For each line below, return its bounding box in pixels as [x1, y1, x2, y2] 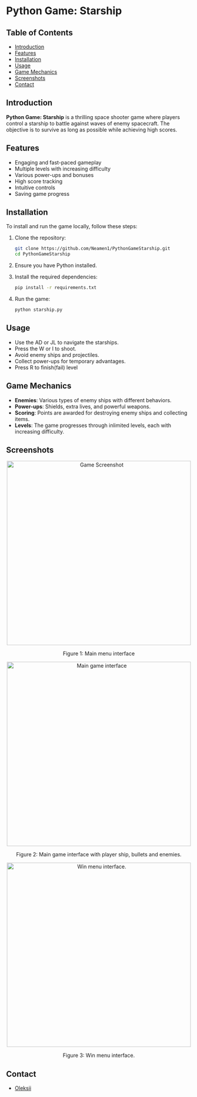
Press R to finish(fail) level [14, 364, 78, 371]
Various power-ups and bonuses [14, 171, 94, 178]
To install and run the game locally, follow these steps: [6, 223, 138, 230]
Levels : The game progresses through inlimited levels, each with [14, 422, 172, 429]
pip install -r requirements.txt [14, 285, 97, 291]
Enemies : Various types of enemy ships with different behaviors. [14, 396, 172, 403]
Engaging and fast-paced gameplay [14, 159, 102, 166]
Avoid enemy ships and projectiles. [14, 351, 99, 358]
